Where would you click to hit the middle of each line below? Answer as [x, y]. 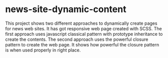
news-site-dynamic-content [66, 9]
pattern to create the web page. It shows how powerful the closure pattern [82, 44]
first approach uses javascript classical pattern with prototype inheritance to [84, 34]
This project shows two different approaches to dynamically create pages [81, 23]
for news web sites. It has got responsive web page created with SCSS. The [83, 28]
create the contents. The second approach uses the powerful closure [77, 39]
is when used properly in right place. [43, 50]
